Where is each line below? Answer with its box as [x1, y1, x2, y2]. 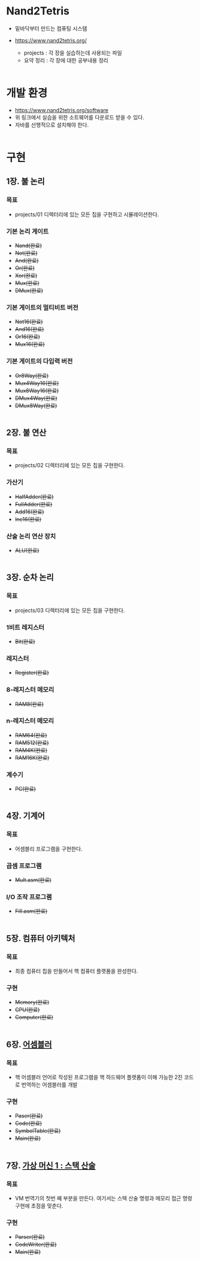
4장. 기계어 [6, 811, 45, 821]
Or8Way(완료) [14, 372, 49, 379]
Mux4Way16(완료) [14, 379, 59, 386]
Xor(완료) [14, 272, 38, 280]
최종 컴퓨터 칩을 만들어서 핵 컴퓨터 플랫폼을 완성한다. [14, 968, 138, 975]
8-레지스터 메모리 [6, 686, 54, 694]
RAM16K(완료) [14, 754, 50, 761]
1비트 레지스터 [6, 623, 45, 631]
